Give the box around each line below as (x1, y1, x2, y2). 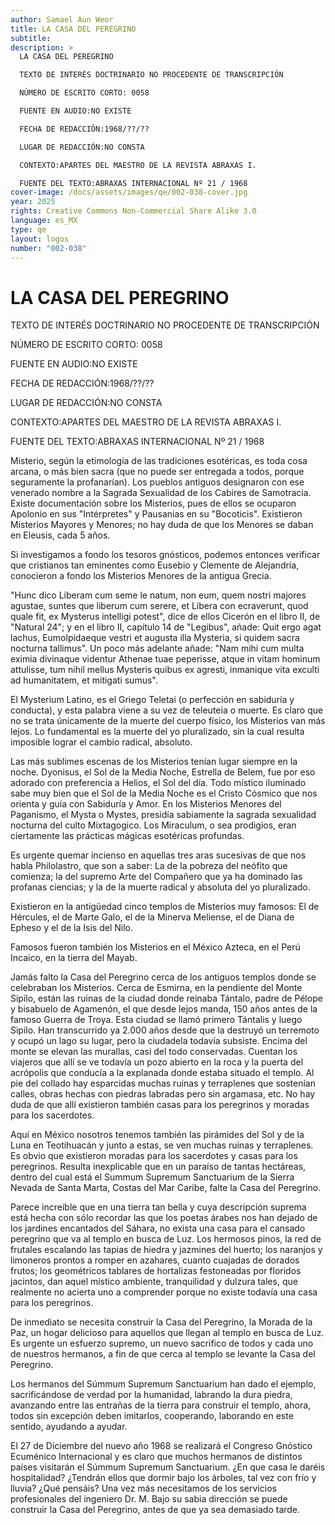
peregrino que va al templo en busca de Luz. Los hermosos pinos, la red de (10, 1233, 322, 1245)
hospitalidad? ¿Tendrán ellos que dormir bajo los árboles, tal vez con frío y (10, 1472, 317, 1484)
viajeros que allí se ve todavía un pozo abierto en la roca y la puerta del (10, 1056, 304, 1068)
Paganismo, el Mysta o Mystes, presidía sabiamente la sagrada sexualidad (10, 809, 317, 821)
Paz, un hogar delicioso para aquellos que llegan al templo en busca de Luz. (10, 1327, 325, 1339)
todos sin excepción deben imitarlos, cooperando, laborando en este (10, 1410, 294, 1422)
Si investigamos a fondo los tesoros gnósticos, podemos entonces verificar (10, 549, 321, 561)
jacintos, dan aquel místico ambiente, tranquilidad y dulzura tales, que (10, 1276, 298, 1288)
